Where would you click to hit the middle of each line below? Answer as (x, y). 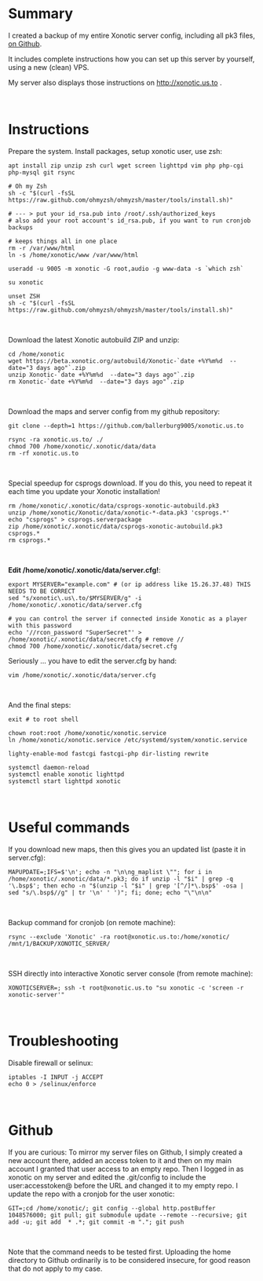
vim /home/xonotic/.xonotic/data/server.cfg (82, 675)
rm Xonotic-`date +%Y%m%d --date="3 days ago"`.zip (96, 382)
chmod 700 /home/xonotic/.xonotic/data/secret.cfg (93, 646)
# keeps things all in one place (63, 241)
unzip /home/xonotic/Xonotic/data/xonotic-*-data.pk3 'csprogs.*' (119, 512)
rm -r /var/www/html (42, 248)
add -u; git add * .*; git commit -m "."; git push (96, 1222)
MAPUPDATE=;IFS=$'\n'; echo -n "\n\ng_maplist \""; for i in (110, 872)
